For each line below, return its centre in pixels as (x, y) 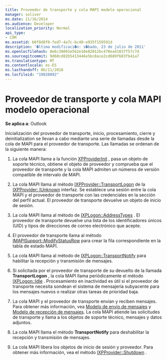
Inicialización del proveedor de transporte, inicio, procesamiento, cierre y (80, 133)
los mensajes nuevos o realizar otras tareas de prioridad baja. (76, 291)
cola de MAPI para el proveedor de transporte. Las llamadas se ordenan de (82, 144)
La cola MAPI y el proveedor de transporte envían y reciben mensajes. (84, 301)
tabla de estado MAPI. (35, 246)
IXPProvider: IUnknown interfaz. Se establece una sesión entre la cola (84, 189)
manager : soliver (23, 14)
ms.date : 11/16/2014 (27, 19)
